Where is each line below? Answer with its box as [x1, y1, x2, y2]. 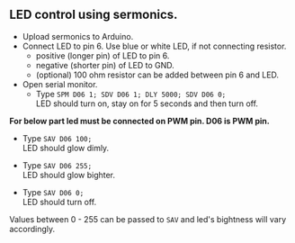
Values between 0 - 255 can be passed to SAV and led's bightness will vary [9, 213, 286, 224]
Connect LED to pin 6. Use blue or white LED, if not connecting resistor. [22, 40, 287, 51]
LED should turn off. [22, 196, 97, 207]
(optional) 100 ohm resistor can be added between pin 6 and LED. [35, 69, 280, 80]
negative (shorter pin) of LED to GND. [35, 59, 175, 70]
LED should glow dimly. [22, 142, 110, 153]
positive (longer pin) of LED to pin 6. [35, 49, 170, 61]
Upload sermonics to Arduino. [22, 31, 134, 41]
